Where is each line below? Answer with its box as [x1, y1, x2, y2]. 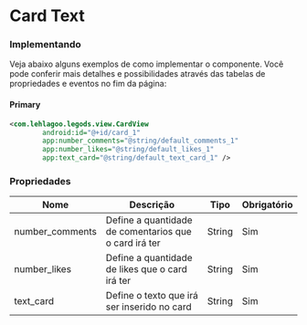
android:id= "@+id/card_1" [42, 128, 142, 137]
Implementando [9, 38, 81, 51]
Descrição [129, 198, 175, 211]
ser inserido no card [105, 300, 192, 313]
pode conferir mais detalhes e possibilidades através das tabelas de [9, 68, 266, 79]
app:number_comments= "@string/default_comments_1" [42, 136, 239, 146]
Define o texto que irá [105, 289, 198, 302]
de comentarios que [105, 225, 192, 238]
